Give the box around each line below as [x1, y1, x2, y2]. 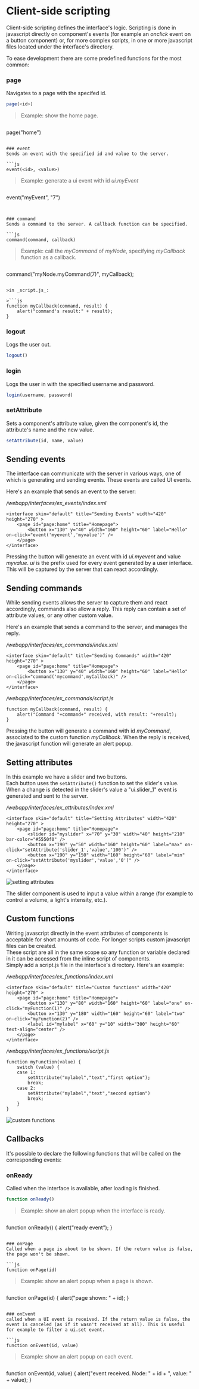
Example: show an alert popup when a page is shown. [20, 1277, 154, 1284]
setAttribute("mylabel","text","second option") [27, 1090, 151, 1096]
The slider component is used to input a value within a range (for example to [6, 890, 194, 897]
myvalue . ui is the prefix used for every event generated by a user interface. [6, 560, 193, 567]
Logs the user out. [6, 341, 51, 348]
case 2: [17, 1085, 36, 1091]
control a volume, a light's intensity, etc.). [6, 896, 107, 904]
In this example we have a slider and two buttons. [6, 773, 128, 780]
